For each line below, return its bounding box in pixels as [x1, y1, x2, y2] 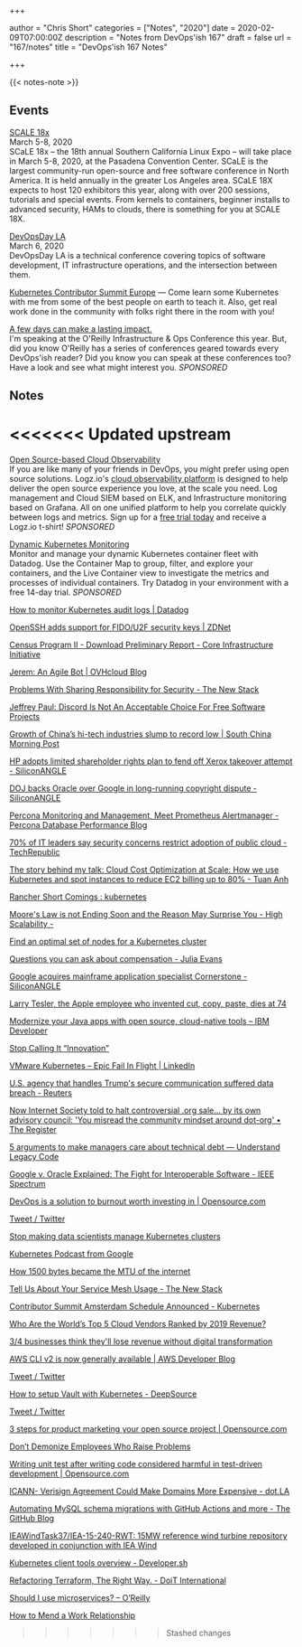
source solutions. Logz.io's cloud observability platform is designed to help [9, 474, 288, 485]
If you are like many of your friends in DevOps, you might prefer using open [9, 464, 290, 475]
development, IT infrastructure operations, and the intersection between [9, 259, 278, 270]
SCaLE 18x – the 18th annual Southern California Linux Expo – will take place [9, 146, 292, 156]
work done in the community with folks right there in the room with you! [9, 306, 275, 316]
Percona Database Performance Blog [9, 820, 148, 831]
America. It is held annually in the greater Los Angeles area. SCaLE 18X [9, 174, 273, 185]
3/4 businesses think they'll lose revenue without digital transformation [9, 1336, 273, 1347]
